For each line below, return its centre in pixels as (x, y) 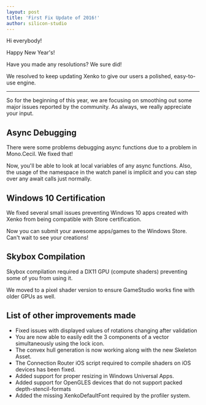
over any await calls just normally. (49, 179)
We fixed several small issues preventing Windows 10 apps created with (97, 213)
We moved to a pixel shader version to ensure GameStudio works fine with (101, 290)
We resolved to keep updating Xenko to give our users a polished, (90, 76)
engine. (26, 83)
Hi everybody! (24, 41)
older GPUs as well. (31, 296)
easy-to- (185, 76)
